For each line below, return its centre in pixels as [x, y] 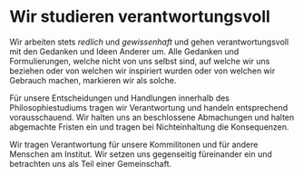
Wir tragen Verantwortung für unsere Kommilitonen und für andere [134, 144]
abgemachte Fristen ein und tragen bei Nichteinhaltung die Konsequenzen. [149, 127]
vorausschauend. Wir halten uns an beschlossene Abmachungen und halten [152, 117]
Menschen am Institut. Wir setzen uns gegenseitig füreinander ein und [141, 154]
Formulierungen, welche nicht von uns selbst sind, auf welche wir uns [140, 61]
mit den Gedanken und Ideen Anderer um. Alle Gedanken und [124, 51]
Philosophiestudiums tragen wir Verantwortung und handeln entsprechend [149, 107]
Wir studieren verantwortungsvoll [140, 17]
